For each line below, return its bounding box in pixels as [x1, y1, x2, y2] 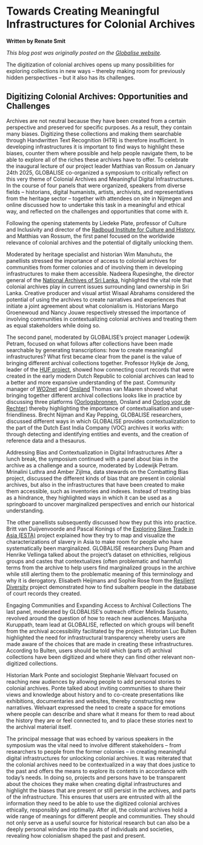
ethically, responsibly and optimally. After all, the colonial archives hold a [6, 806, 188, 813]
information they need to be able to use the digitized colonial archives [6, 799, 181, 807]
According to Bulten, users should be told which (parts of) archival [6, 647, 173, 654]
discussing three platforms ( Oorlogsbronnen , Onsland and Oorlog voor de [6, 398, 191, 405]
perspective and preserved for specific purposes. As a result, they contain [6, 123, 192, 131]
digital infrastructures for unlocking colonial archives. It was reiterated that [6, 754, 192, 762]
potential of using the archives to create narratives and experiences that [6, 296, 187, 303]
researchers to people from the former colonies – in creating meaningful [6, 748, 187, 755]
